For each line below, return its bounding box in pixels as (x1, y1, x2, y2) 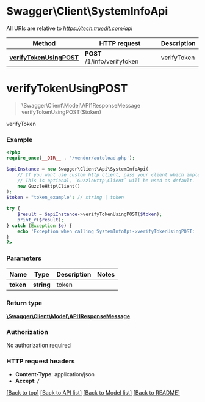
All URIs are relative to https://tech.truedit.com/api (6, 24, 133, 32)
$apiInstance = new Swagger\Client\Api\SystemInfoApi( (6, 166, 149, 172)
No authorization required (6, 341, 71, 349)
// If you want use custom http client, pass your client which (17, 171, 184, 178)
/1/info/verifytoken (84, 57, 139, 65)
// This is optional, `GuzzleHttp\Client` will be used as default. (17, 177, 195, 184)
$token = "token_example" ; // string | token (6, 195, 124, 201)
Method (32, 39, 56, 47)
